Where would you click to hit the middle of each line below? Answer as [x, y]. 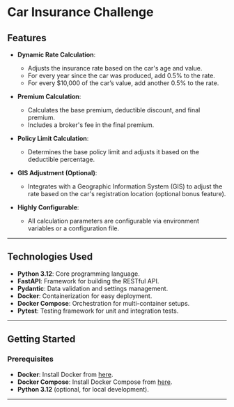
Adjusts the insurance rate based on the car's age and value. [115, 68]
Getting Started [41, 339]
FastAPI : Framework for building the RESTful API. [88, 281]
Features [27, 38]
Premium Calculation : [49, 96]
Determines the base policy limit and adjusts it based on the [114, 152]
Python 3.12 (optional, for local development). [83, 389]
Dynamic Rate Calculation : [56, 54]
